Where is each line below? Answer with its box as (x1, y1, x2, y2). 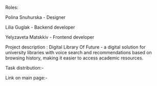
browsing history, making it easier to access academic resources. (5, 55, 144, 61)
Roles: (5, 5, 19, 10)
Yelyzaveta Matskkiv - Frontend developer (5, 34, 95, 40)
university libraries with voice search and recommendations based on (5, 50, 152, 55)
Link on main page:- (5, 75, 48, 81)
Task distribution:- (5, 65, 44, 71)
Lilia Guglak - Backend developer (5, 24, 75, 30)
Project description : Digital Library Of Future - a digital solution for (5, 44, 146, 50)
